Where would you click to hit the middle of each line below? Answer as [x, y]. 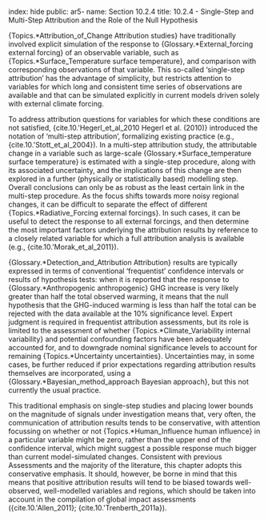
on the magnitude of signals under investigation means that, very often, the [132, 414]
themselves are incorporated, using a [70, 373]
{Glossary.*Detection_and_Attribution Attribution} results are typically [123, 262]
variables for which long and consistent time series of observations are [125, 87]
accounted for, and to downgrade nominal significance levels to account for [133, 347]
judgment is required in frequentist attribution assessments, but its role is [129, 322]
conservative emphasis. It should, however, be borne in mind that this [123, 474]
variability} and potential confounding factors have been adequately [120, 339]
